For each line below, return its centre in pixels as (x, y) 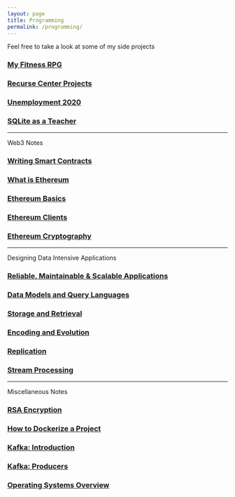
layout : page (26, 14)
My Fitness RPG (35, 65)
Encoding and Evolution (48, 332)
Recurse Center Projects (50, 83)
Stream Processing (40, 370)
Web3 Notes (25, 143)
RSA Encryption (35, 410)
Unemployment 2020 (44, 102)
